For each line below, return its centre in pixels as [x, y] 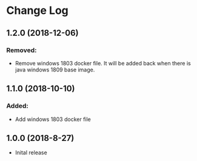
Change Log [37, 11]
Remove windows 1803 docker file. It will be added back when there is [103, 63]
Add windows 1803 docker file [53, 119]
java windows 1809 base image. [55, 70]
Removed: [22, 50]
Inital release [31, 153]
